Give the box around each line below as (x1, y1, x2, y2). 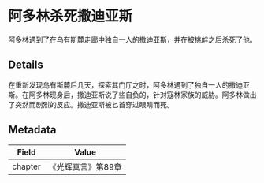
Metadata (8, 123, 57, 136)
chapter (12, 161, 41, 172)
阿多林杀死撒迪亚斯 (8, 7, 133, 25)
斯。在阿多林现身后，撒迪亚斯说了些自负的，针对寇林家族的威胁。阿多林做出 (8, 90, 257, 99)
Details (8, 58, 43, 72)
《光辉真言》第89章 (48, 161, 122, 172)
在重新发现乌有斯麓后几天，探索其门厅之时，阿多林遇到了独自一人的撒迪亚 (8, 80, 250, 89)
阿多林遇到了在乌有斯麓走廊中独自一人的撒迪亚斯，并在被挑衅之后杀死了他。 (8, 35, 257, 44)
